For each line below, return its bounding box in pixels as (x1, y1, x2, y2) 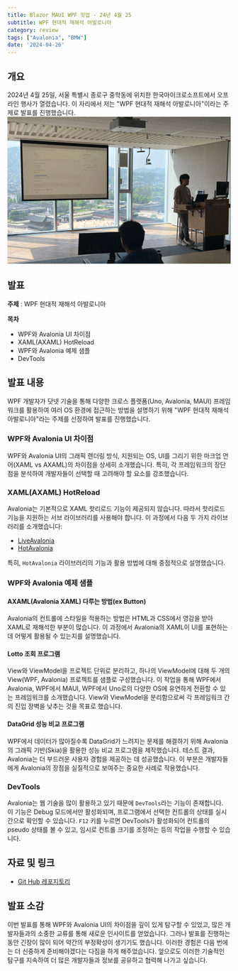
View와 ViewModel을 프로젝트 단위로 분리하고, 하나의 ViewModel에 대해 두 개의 (7, 666, 230, 675)
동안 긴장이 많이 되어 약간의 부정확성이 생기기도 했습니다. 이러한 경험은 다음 (7, 938, 215, 946)
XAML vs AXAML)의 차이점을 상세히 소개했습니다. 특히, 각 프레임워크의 (15, 460, 213, 469)
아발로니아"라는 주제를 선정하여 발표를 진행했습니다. (7, 414, 151, 423)
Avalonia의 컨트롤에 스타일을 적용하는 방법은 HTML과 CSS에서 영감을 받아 (7, 614, 214, 623)
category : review (7, 26, 59, 33)
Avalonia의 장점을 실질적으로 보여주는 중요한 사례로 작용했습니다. (20, 764, 200, 772)
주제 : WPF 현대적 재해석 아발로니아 (7, 299, 106, 308)
